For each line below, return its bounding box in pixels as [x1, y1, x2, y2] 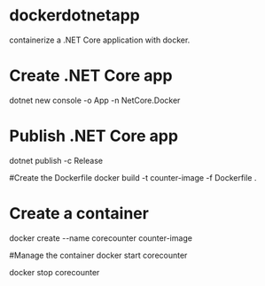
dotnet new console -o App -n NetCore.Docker [9, 95, 181, 105]
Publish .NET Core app [9, 126, 179, 146]
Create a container [9, 204, 149, 223]
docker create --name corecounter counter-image [9, 232, 193, 243]
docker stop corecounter [9, 267, 100, 277]
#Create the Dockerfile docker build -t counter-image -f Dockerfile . [9, 172, 257, 182]
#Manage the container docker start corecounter [9, 250, 188, 260]
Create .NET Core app [9, 66, 173, 86]
